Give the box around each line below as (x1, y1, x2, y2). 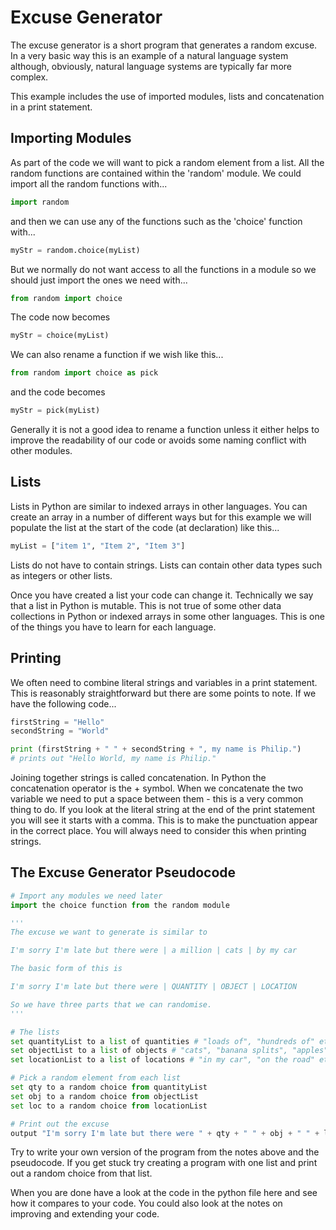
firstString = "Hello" (10, 717, 105, 727)
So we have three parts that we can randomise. (10, 999, 213, 1010)
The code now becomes (10, 311, 111, 323)
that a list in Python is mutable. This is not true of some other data (10, 599, 282, 611)
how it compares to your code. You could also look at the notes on (10, 1197, 283, 1210)
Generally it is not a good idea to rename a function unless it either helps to (10, 424, 320, 435)
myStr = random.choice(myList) (10, 245, 141, 255)
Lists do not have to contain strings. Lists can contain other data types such (10, 559, 323, 571)
